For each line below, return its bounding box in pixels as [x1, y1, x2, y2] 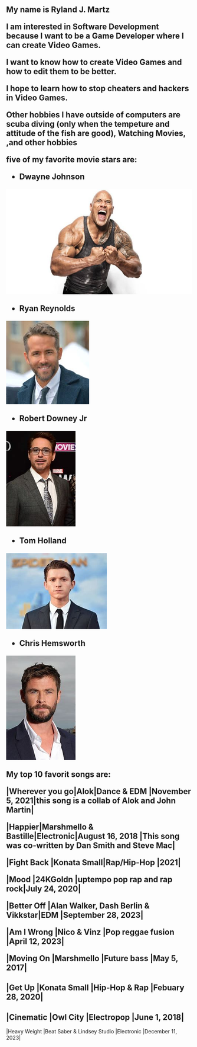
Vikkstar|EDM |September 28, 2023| [6, 910, 144, 920]
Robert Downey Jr [19, 413, 87, 423]
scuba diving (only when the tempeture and [6, 119, 170, 129]
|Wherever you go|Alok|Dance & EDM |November [6, 786, 192, 796]
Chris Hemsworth [19, 638, 86, 648]
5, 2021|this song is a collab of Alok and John [6, 795, 176, 805]
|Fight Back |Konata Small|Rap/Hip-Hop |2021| [6, 857, 181, 867]
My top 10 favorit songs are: [6, 769, 111, 779]
